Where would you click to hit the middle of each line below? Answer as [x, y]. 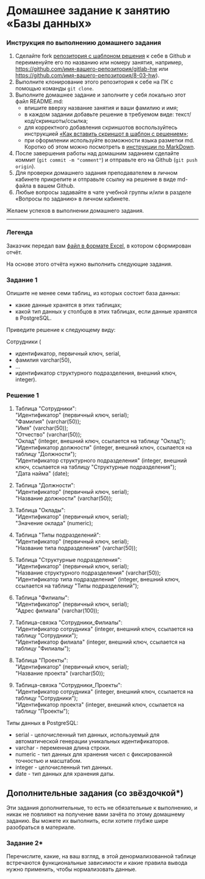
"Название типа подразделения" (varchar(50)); [76, 548]
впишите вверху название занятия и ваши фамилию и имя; [101, 108]
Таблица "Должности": [45, 485]
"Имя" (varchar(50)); [41, 428]
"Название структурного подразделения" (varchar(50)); [88, 573]
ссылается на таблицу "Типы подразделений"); [77, 586]
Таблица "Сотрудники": [46, 409]
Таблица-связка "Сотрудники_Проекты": [68, 685]
